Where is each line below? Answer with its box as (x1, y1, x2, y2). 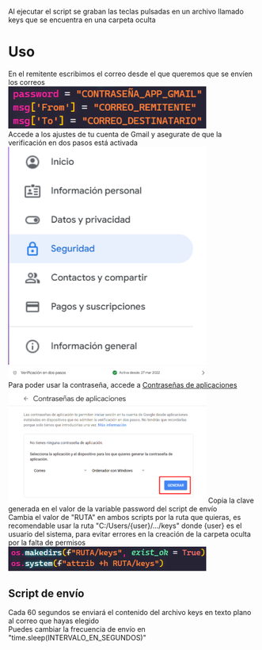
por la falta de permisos (8, 537, 85, 547)
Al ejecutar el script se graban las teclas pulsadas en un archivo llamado (8, 7, 244, 16)
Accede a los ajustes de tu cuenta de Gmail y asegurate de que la (8, 129, 222, 139)
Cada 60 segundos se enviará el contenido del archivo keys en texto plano (8, 607, 252, 617)
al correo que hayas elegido (8, 616, 100, 625)
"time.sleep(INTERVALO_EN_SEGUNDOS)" (8, 633, 146, 642)
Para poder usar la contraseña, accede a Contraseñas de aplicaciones (8, 380, 237, 390)
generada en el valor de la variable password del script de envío (8, 503, 218, 514)
